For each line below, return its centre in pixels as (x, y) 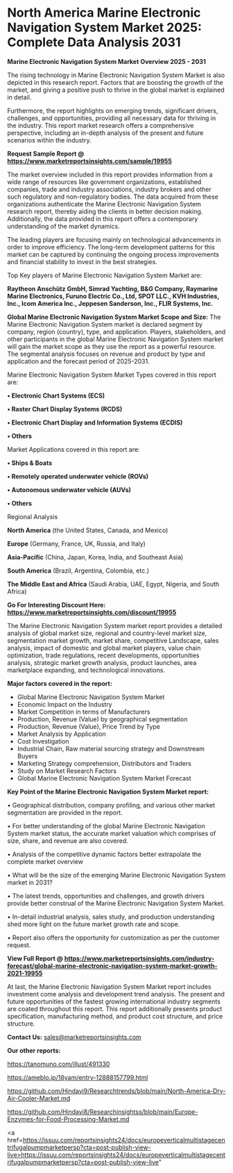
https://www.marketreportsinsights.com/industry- (139, 958)
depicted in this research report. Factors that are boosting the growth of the (115, 82)
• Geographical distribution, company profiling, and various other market (111, 805)
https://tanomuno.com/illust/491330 (59, 1064)
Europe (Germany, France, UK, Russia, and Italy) (76, 543)
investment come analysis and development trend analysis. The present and (116, 994)
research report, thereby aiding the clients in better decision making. (105, 211)
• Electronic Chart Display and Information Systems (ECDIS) (95, 423)
